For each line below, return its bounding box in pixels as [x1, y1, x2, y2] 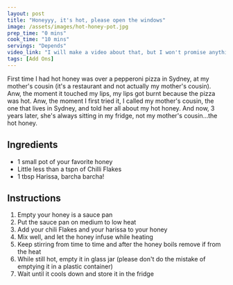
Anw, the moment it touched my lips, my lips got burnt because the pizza [7, 89, 216, 97]
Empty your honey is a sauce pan [17, 211, 113, 219]
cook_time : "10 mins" [7, 36, 70, 43]
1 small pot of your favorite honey [17, 157, 113, 165]
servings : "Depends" [7, 42, 67, 49]
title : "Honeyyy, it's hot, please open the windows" [7, 17, 166, 24]
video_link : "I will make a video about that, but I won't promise [7, 49, 207, 56]
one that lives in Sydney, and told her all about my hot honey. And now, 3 [7, 104, 215, 112]
